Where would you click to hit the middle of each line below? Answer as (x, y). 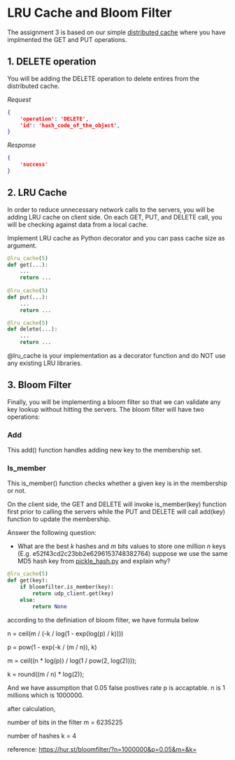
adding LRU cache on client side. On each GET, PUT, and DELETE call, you (115, 217)
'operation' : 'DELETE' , (55, 119)
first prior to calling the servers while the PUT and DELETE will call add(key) (116, 512)
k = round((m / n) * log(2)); (46, 674)
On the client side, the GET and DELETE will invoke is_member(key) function (117, 504)
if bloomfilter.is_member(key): (67, 587)
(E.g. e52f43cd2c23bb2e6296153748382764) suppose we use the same (122, 554)
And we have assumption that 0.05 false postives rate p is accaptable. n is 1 (116, 687)
